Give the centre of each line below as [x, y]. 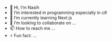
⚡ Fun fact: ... [23, 35]
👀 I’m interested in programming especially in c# [58, 13]
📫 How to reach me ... [32, 28]
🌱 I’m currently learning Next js [41, 18]
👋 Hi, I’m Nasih [24, 7]
